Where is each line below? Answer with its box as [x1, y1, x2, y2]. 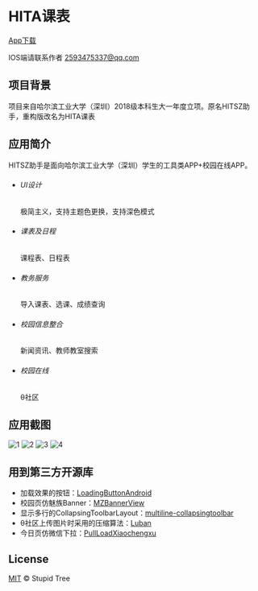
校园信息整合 [19, 319, 63, 329]
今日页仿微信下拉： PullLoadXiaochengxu [19, 528, 157, 538]
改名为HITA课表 [43, 111, 95, 121]
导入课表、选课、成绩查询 [19, 300, 106, 309]
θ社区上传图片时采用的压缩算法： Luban [19, 519, 152, 528]
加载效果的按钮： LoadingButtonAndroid [19, 488, 152, 498]
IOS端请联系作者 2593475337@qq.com [8, 52, 139, 62]
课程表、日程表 [19, 253, 70, 262]
